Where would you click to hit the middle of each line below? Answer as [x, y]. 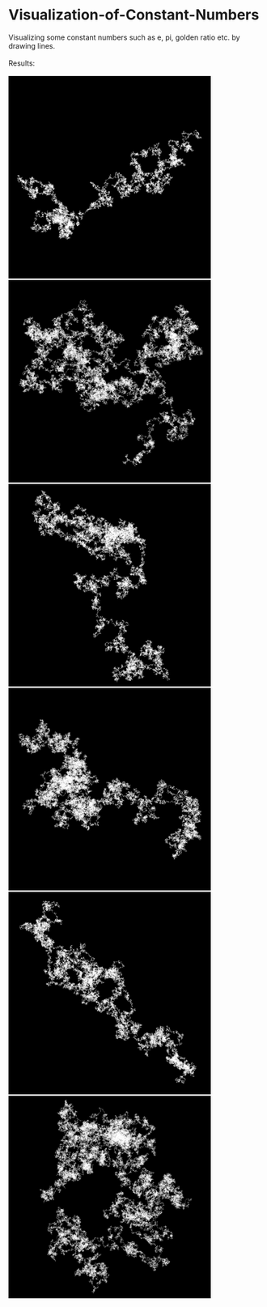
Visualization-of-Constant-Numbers [134, 15]
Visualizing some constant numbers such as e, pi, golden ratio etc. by [124, 37]
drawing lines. [32, 45]
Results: [22, 63]
